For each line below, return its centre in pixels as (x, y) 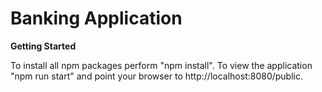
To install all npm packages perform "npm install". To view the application (161, 65)
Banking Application (96, 18)
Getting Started (43, 46)
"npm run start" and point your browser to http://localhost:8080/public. (157, 76)
